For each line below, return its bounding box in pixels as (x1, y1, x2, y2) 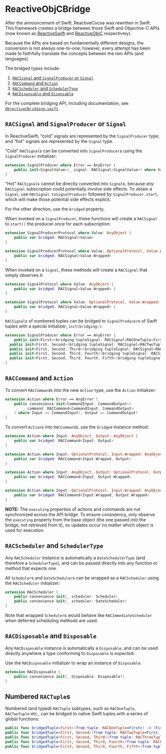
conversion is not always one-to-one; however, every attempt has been (5, 45, 151, 51)
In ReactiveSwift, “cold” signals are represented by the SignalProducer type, (5, 133, 160, 139)
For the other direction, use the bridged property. (5, 206, 105, 212)
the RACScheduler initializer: (5, 580, 60, 586)
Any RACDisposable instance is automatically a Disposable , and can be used (5, 645, 158, 651)
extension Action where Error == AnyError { (5, 397, 98, 402)
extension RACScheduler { (5, 590, 58, 595)
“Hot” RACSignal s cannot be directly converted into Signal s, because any (5, 181, 154, 187)
